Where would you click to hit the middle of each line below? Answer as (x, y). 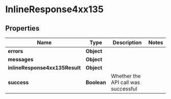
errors (16, 51)
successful (124, 89)
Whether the (126, 76)
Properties (22, 28)
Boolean (96, 82)
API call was (125, 82)
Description (127, 43)
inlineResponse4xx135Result (44, 68)
